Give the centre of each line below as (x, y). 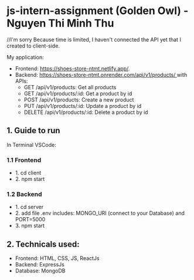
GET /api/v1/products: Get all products (70, 87)
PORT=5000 (30, 220)
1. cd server (29, 207)
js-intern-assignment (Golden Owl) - (98, 11)
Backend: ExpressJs (40, 265)
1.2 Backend (25, 194)
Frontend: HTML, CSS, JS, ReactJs (57, 258)
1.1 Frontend (24, 160)
